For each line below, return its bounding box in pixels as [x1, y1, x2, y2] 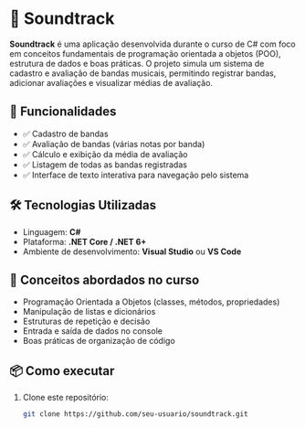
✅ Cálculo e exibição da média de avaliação [22, 148, 188, 159]
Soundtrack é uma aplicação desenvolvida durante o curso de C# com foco [9, 38, 296, 49]
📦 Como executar [9, 363, 115, 379]
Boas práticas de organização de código [22, 336, 175, 347]
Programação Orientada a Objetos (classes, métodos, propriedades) [22, 296, 280, 307]
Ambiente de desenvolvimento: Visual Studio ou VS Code [22, 246, 242, 257]
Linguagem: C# [22, 226, 81, 237]
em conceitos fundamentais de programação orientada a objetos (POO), [9, 48, 281, 59]
